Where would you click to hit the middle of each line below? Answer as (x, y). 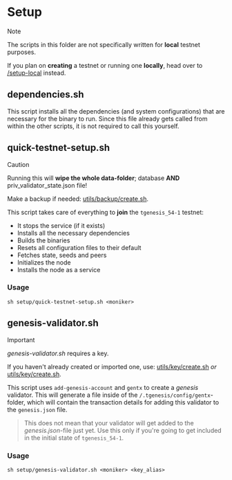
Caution (18, 164)
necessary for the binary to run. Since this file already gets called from (107, 118)
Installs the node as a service (59, 269)
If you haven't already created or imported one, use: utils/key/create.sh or (112, 366)
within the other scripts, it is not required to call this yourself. (93, 126)
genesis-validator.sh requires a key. (58, 353)
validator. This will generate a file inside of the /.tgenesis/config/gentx (109, 395)
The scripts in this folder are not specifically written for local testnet (104, 44)
